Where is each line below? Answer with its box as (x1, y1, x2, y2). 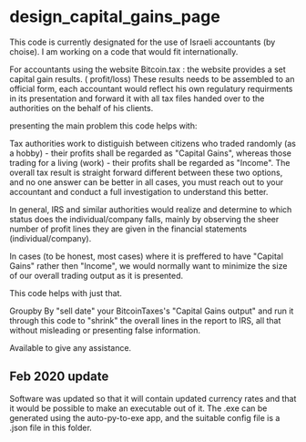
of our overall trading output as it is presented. (9, 270, 184, 281)
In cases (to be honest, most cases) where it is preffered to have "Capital (9, 251, 284, 262)
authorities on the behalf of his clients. (9, 102, 154, 113)
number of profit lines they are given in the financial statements (9, 223, 248, 234)
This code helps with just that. (9, 287, 123, 298)
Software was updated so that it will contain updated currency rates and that (9, 393, 297, 404)
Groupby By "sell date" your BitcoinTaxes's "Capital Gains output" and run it (9, 305, 294, 316)
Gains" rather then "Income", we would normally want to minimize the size (9, 260, 288, 271)
